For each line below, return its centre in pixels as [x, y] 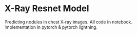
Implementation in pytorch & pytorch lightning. [51, 27]
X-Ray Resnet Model [47, 9]
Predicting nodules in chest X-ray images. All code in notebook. [68, 22]
